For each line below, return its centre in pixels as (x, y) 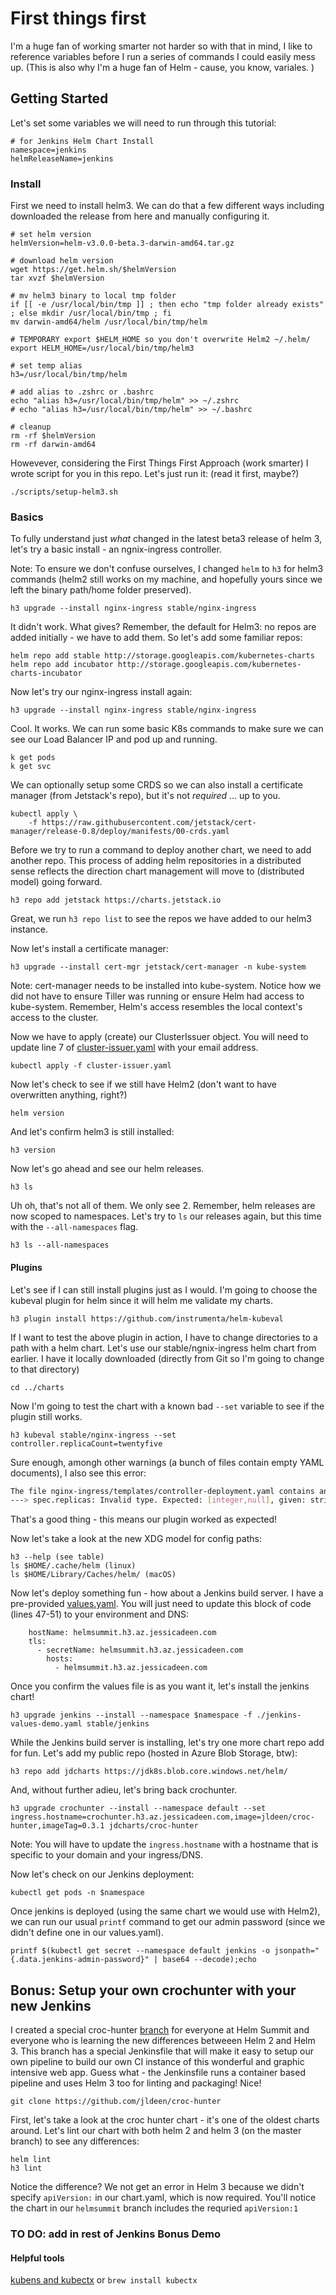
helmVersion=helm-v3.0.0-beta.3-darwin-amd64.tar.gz (122, 243)
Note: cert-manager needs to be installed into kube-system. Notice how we (166, 986)
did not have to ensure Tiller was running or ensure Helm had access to (157, 996)
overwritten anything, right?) (69, 1095)
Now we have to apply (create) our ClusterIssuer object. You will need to (159, 1037)
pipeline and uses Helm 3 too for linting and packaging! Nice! (136, 2083)
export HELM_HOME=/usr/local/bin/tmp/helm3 (102, 348)
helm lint (31, 2160)
